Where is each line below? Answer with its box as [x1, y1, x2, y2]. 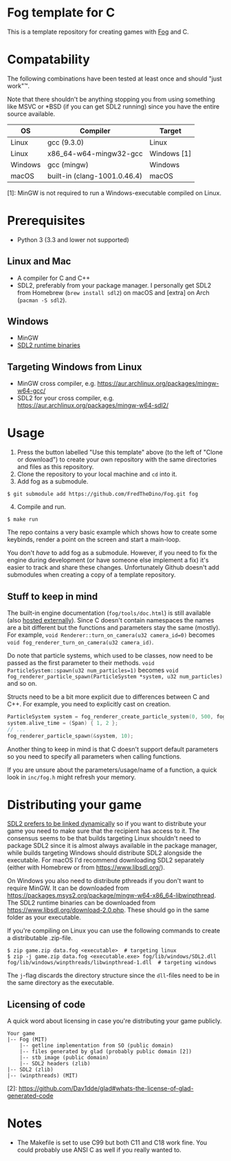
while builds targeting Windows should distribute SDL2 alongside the [7, 849, 202, 857]
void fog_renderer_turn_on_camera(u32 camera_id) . [7, 638, 154, 646]
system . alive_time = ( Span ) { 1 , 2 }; [7, 719, 118, 726]
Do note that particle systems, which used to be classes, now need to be [7, 651, 213, 660]
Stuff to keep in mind [7, 590, 98, 603]
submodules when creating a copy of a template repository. [7, 571, 177, 579]
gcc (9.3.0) [47, 138, 85, 147]
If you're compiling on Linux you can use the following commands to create [7, 926, 221, 935]
